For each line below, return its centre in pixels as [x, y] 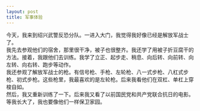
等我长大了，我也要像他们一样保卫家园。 [56, 102]
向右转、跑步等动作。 [48, 64]
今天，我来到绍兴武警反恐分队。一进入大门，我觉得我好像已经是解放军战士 [97, 35]
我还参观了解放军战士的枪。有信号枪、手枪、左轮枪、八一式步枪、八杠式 [95, 72]
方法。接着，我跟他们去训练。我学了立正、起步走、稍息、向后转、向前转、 [97, 57]
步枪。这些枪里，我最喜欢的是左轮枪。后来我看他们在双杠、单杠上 [107, 79]
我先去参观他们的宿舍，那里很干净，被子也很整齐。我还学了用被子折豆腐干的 [100, 50]
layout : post [22, 12]
